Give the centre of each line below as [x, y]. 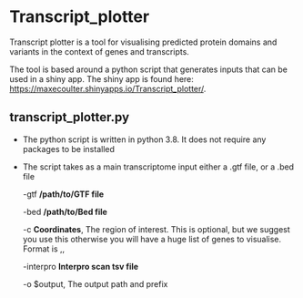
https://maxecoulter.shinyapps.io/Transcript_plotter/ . [108, 88]
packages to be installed [69, 149]
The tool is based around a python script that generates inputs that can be [149, 69]
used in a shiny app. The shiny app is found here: [101, 78]
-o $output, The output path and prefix [95, 283]
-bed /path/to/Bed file [65, 211]
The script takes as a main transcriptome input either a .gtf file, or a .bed [158, 167]
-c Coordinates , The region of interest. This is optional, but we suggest [157, 229]
